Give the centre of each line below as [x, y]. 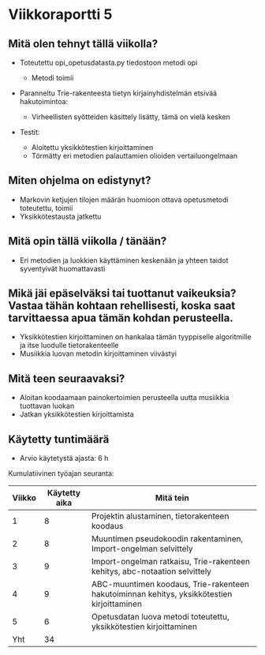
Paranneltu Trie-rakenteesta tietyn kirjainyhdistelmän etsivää [118, 93]
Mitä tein [172, 498]
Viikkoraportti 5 [60, 15]
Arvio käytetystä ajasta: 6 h [64, 458]
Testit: [30, 132]
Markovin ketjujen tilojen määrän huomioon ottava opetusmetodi [124, 200]
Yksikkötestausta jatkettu [60, 216]
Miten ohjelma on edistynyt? [80, 180]
